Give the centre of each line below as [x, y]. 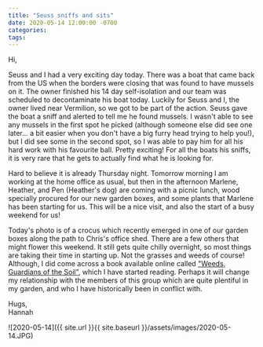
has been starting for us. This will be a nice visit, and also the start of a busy [131, 207]
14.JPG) [21, 336]
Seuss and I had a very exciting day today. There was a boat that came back [131, 75]
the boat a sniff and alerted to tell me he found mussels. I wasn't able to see [131, 117]
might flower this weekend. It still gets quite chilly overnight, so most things [130, 247]
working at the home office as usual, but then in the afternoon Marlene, [123, 182]
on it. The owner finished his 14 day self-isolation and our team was [117, 92]
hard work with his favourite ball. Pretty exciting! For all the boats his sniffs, [130, 150]
